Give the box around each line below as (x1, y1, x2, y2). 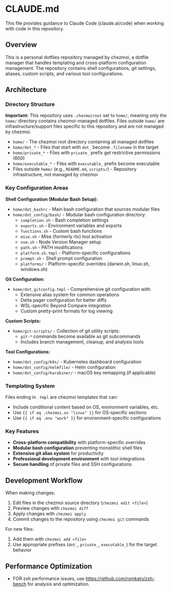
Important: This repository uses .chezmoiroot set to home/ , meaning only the (5, 113, 167, 119)
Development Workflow (5, 476, 83, 485)
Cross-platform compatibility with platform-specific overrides (12, 439, 146, 446)
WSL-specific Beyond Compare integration (20, 302, 111, 308)
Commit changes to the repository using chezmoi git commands (12, 516, 149, 522)
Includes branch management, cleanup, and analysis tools (20, 339, 144, 345)
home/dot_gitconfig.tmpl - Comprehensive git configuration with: (12, 286, 151, 292)
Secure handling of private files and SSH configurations (12, 461, 132, 468)
